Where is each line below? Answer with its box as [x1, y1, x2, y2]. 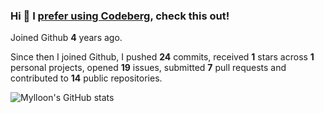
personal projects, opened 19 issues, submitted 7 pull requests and [10, 62, 287, 74]
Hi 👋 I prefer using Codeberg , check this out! [10, 9, 230, 23]
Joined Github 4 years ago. [10, 32, 123, 44]
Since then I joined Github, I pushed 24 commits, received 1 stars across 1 [10, 51, 315, 63]
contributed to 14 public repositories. [10, 72, 163, 84]
